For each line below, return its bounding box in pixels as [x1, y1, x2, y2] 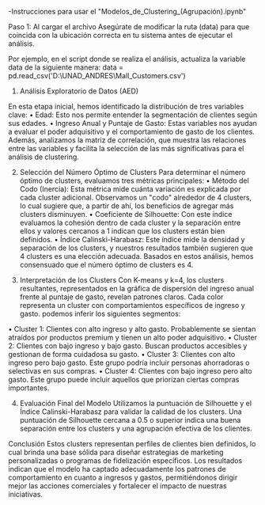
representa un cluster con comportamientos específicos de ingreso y [19, 301, 245, 309]
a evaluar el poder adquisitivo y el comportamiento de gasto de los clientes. [8, 127, 255, 136]
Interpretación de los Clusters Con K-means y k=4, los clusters [19, 275, 225, 284]
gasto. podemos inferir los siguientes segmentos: [19, 309, 181, 318]
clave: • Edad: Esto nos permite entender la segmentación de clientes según [8, 110, 258, 120]
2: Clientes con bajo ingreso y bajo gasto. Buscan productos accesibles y [8, 341, 248, 351]
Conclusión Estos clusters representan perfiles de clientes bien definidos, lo [8, 439, 256, 448]
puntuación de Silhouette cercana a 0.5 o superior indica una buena [19, 416, 241, 424]
